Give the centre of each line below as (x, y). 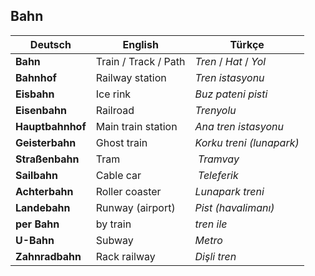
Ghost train (121, 142)
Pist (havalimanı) (234, 207)
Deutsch (50, 44)
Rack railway (125, 256)
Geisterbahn (46, 142)
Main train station (136, 126)
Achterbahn (44, 191)
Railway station (131, 77)
